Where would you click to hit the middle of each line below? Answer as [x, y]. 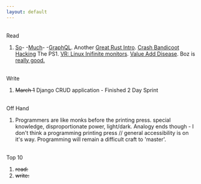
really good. [30, 60]
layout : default [27, 12]
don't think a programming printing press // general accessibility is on [102, 133]
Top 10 [15, 157]
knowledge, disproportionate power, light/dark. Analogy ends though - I [104, 126]
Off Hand [18, 108]
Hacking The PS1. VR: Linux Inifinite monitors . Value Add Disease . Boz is [105, 54]
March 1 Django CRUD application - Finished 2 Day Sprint [87, 90]
